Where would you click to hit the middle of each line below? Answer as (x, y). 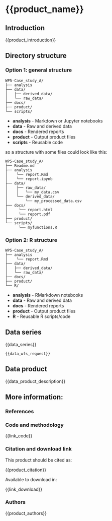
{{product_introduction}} (31, 40)
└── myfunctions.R (38, 227)
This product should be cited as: (39, 460)
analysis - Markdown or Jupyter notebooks (58, 121)
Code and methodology (34, 425)
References (20, 411)
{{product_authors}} (26, 513)
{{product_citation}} (26, 470)
